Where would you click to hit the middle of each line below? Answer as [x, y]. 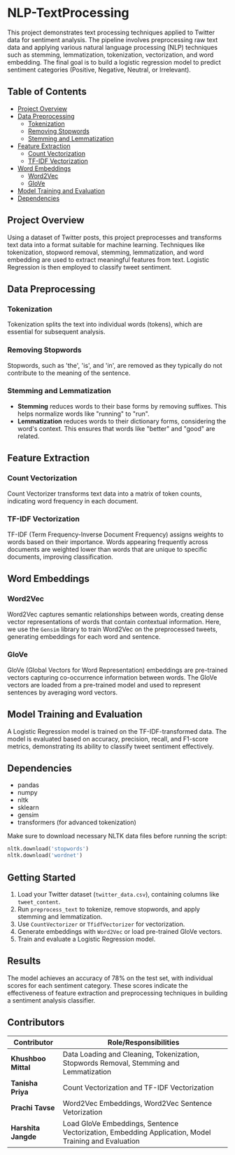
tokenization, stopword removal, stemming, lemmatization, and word [106, 252]
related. [28, 436]
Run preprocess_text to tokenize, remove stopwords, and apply [109, 909]
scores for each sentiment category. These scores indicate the [98, 985]
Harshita [26, 1128]
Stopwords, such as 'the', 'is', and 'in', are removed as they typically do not [115, 365]
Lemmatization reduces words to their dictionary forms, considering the [122, 421]
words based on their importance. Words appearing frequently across [108, 541]
